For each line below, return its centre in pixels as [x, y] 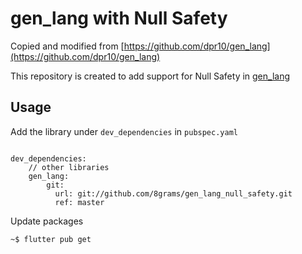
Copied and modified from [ [67, 46]
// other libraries [69, 167]
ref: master [79, 202]
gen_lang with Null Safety [119, 18]
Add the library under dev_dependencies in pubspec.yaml [124, 131]
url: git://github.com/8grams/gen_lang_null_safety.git [173, 193]
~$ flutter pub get [51, 239]
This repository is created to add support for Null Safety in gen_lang [150, 76]
